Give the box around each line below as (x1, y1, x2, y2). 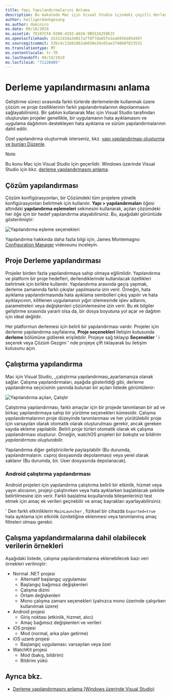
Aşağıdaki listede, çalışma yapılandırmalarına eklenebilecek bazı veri (5, 555, 149, 561)
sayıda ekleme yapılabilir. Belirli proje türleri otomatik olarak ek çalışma (5, 426, 154, 432)
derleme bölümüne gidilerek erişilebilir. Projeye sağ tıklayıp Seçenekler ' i (5, 334, 160, 340)
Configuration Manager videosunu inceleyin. (5, 242, 98, 248)
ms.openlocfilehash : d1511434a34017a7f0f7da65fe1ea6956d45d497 (5, 36, 142, 41)
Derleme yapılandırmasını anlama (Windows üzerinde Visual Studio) (12, 686, 155, 692)
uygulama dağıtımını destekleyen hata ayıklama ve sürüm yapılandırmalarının (5, 121, 166, 127)
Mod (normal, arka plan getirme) (20, 630, 89, 636)
